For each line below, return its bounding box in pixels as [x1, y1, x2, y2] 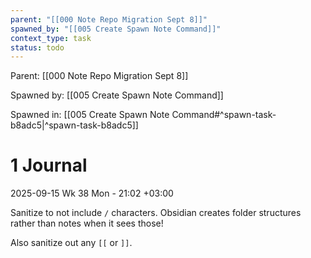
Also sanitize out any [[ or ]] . [10, 237, 133, 249]
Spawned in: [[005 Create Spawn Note [10, 109, 170, 121]
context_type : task [10, 33, 92, 43]
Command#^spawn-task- [171, 109, 277, 121]
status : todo [10, 42, 65, 53]
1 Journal [10, 154, 88, 177]
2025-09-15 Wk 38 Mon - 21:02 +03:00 [10, 187, 174, 200]
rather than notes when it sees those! [10, 217, 164, 230]
